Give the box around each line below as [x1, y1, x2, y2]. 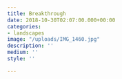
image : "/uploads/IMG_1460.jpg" [7, 36, 100, 43]
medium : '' [7, 49, 39, 56]
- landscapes [7, 29, 45, 37]
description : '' [7, 42, 54, 49]
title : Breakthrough [7, 10, 67, 17]
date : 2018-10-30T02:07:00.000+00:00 [7, 17, 116, 24]
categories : [7, 23, 41, 30]
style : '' [7, 55, 36, 62]
